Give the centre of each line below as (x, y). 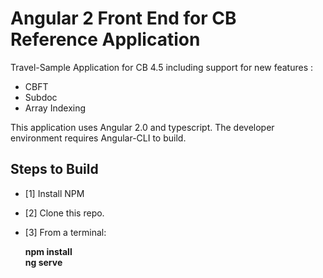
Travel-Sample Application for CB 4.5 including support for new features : (162, 67)
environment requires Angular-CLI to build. (98, 138)
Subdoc (41, 97)
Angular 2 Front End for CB (123, 18)
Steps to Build (54, 169)
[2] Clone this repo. (64, 213)
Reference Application (105, 39)
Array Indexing (55, 108)
